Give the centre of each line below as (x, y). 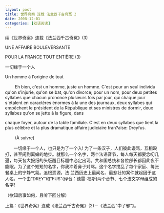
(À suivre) (24, 138)
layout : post (18, 10)
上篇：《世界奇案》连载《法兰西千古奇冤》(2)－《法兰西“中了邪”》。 (72, 206)
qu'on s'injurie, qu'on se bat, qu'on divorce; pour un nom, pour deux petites (81, 92)
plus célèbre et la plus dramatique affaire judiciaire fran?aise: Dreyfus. (75, 128)
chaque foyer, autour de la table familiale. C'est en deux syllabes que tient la (82, 123)
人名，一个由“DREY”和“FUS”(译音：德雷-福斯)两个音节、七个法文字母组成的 (81, 179)
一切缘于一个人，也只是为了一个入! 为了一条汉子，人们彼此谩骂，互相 (83, 148)
